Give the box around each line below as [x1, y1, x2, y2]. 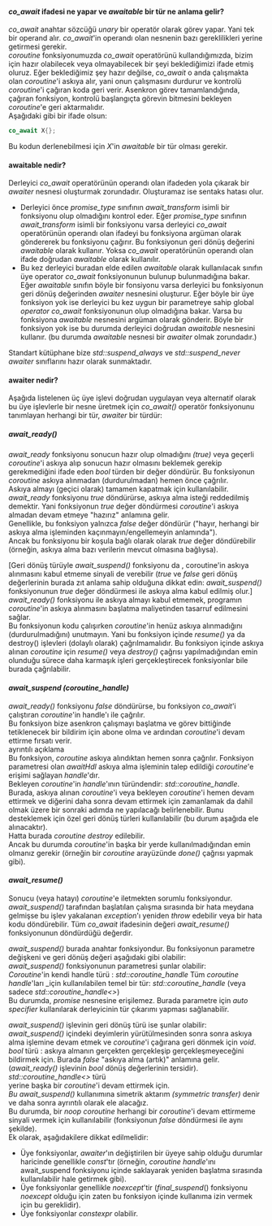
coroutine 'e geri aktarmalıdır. [8, 103, 105, 112]
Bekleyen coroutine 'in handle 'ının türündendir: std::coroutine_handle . [8, 779, 240, 788]
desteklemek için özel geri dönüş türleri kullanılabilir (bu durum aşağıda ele [8, 814, 259, 823]
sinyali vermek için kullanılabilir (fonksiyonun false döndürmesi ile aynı [8, 1115, 244, 1124]
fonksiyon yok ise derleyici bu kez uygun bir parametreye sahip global [19, 298, 254, 308]
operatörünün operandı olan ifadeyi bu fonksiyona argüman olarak [19, 229, 242, 238]
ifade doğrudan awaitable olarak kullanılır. [19, 255, 161, 264]
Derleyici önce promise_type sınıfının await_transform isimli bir [19, 203, 230, 212]
